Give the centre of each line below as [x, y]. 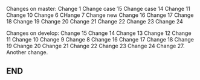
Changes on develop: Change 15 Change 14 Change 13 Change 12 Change [99, 33]
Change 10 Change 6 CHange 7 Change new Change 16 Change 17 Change [100, 15]
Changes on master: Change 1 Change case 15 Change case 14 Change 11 [98, 9]
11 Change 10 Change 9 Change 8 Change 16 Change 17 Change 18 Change [100, 39]
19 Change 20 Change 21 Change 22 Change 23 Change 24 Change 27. [95, 46]
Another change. [27, 52]
